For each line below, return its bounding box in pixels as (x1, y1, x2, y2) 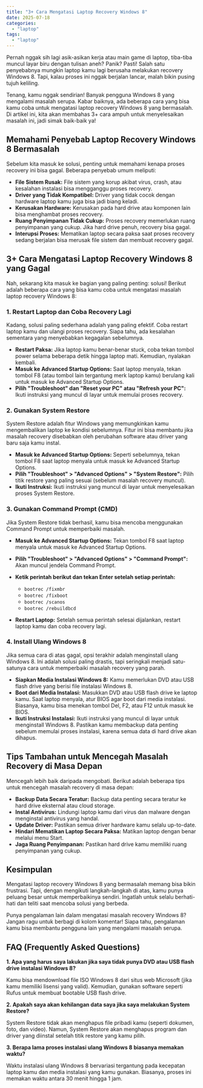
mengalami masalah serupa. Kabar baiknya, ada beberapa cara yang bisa (6, 98, 190, 105)
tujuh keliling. (6, 79, 39, 87)
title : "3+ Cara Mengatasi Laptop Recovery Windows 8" (6, 8, 148, 15)
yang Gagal (6, 263, 50, 274)
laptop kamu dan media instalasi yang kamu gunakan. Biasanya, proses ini (6, 1069, 192, 1076)
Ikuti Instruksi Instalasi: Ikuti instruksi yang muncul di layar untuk (15, 714, 179, 722)
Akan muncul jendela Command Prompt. (15, 562, 116, 569)
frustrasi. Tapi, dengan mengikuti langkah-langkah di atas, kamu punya (6, 887, 184, 895)
